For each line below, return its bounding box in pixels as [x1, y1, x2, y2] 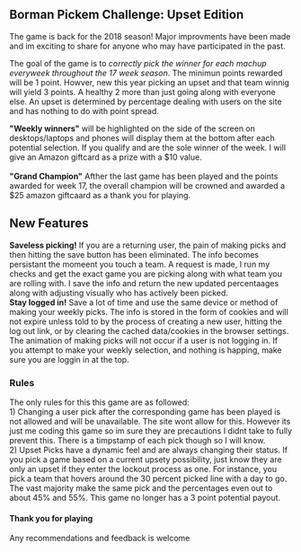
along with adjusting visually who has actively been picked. [9, 287, 229, 298]
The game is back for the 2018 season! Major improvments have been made [9, 31, 291, 41]
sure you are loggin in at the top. [9, 354, 129, 364]
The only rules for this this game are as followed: [9, 397, 190, 407]
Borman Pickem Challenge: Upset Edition [9, 7, 244, 22]
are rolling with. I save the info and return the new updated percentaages [9, 277, 279, 288]
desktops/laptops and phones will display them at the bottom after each [9, 132, 276, 143]
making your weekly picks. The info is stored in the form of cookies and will [9, 306, 289, 317]
